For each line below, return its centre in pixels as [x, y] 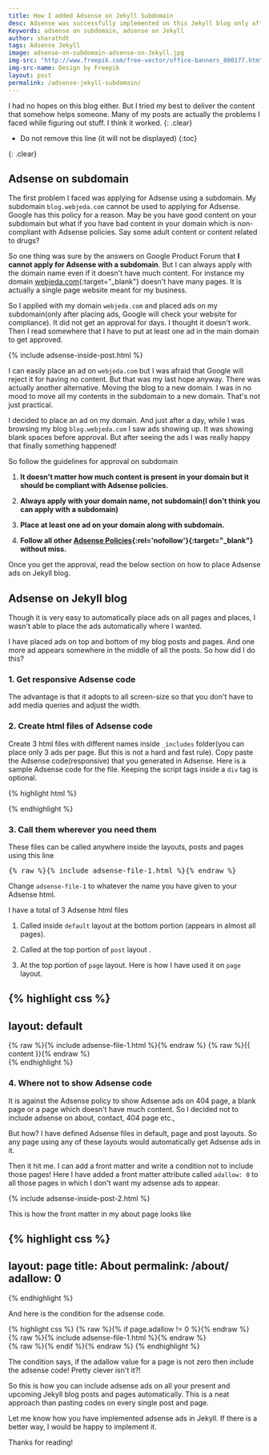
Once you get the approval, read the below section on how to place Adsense [134, 565]
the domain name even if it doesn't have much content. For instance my [126, 273]
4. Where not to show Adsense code [80, 1083]
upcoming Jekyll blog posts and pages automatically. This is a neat [119, 1394]
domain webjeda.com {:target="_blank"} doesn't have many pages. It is [125, 282]
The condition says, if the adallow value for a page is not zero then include [131, 1361]
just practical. [31, 405]
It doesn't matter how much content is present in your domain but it [134, 477]
